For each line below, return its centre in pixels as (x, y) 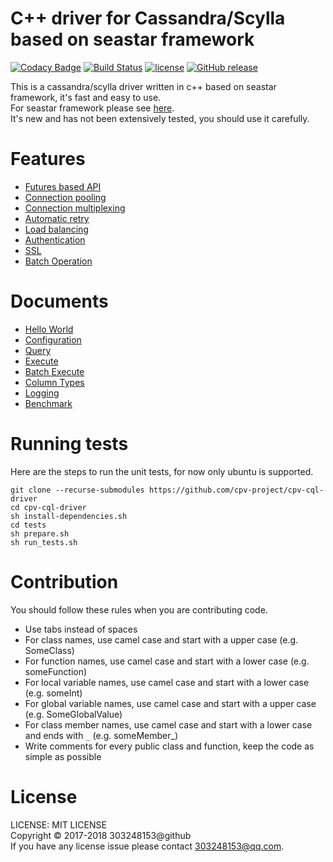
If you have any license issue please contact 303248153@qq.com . (147, 846)
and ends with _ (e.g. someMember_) (101, 735)
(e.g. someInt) (53, 693)
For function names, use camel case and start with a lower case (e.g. (167, 661)
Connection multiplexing (75, 208)
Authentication (55, 239)
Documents (59, 301)
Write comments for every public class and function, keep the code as (169, 746)
